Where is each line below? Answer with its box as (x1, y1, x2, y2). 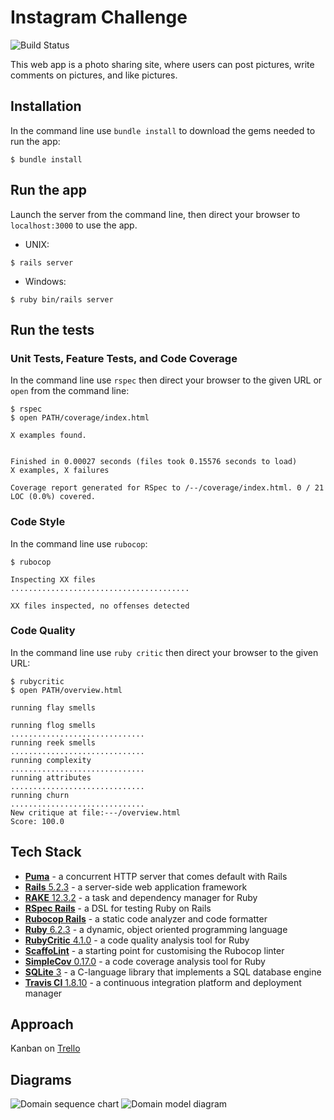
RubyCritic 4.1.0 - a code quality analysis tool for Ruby (24, 934, 250, 946)
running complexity (10, 755, 92, 765)
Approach (10, 1016, 74, 1033)
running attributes (10, 772, 92, 783)
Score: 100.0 (10, 816, 65, 826)
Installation (10, 98, 82, 115)
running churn (10, 790, 70, 800)
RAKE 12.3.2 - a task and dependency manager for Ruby (24, 891, 258, 903)
